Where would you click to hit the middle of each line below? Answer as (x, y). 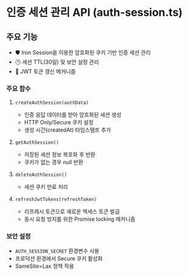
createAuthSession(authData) (52, 103)
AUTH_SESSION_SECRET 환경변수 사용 (57, 251)
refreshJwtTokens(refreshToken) (56, 200)
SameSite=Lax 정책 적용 (45, 266)
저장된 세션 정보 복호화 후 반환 (60, 155)
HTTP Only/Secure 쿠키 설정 (59, 123)
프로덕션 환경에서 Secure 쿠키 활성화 (59, 258)
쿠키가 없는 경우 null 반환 (54, 162)
